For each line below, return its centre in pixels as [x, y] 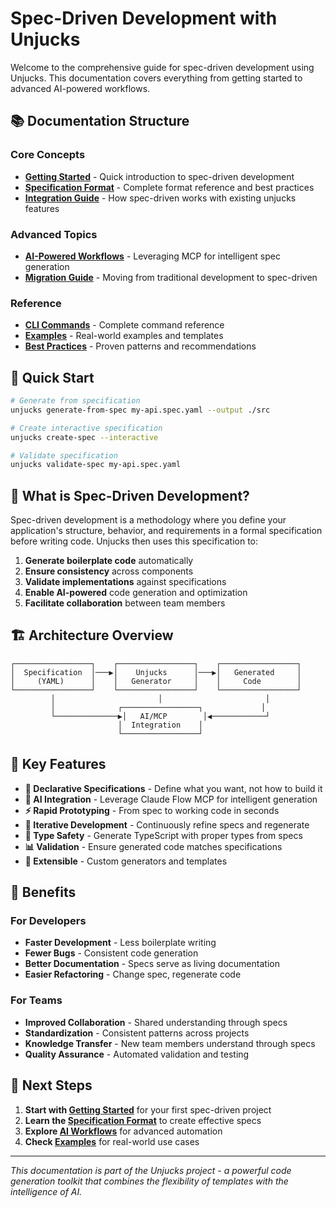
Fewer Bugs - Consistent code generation [111, 953]
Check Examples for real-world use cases [112, 1141]
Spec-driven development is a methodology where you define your [148, 520]
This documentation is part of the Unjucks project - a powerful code [151, 1170]
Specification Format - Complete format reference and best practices [169, 187]
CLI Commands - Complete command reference [124, 325]
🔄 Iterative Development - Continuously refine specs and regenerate [167, 824]
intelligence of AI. [46, 1191]
